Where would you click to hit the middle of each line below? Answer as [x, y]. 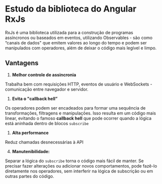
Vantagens [22, 63]
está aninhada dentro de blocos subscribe [47, 123]
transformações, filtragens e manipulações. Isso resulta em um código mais [81, 113]
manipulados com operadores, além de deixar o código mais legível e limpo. [81, 48]
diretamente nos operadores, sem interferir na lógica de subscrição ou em [79, 171]
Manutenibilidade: [31, 151]
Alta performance [30, 133]
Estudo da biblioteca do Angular [71, 9]
